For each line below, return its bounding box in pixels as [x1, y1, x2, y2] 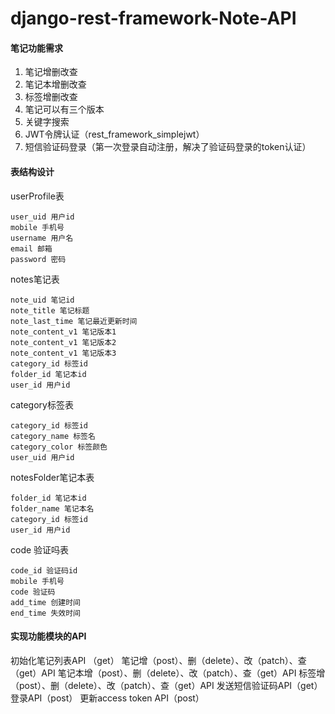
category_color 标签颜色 [10, 442, 108, 452]
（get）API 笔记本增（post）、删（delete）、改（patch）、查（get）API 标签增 [10, 667, 326, 679]
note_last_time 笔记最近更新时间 [10, 316, 138, 326]
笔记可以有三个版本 [24, 103, 105, 116]
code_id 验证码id [10, 565, 78, 576]
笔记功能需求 [10, 42, 63, 54]
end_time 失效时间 [10, 608, 81, 618]
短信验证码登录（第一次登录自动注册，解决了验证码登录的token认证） [24, 141, 312, 153]
